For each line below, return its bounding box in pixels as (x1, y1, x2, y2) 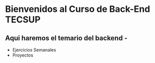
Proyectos (12, 52, 33, 58)
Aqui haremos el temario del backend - (5, 34, 128, 42)
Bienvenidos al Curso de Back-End (5, 3, 151, 15)
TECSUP (5, 14, 41, 25)
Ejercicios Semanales (12, 47, 56, 53)
